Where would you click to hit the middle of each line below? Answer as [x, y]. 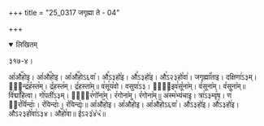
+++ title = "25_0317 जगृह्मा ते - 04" [64, 13]
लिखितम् [27, 44]
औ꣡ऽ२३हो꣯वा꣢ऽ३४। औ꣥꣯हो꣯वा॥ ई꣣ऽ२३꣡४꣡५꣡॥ [57, 113]
